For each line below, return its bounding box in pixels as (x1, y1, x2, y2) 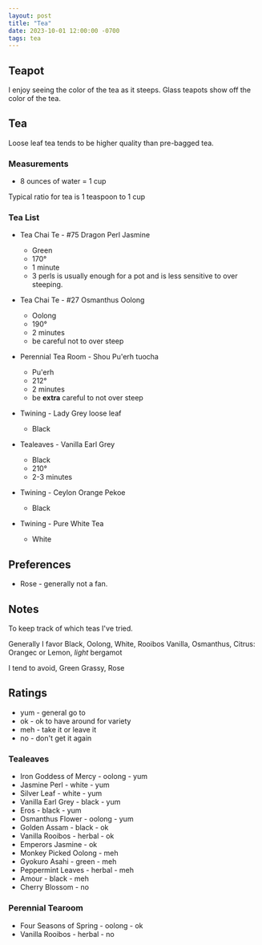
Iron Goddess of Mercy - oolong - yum (19, 772, 148, 781)
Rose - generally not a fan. (19, 579, 108, 589)
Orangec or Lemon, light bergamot (8, 647, 123, 658)
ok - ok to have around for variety (19, 716, 131, 726)
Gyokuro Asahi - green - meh (19, 857, 117, 866)
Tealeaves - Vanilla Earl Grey (19, 440, 115, 449)
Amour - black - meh (19, 874, 90, 883)
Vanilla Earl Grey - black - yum (19, 797, 121, 807)
